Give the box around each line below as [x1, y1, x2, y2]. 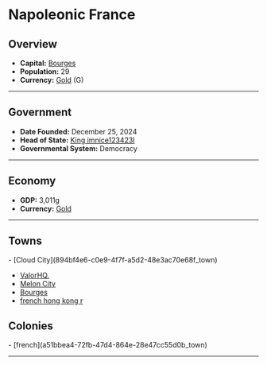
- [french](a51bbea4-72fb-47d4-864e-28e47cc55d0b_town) [8, 340, 208, 350]
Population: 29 [19, 67, 70, 76]
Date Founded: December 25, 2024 [19, 126, 137, 136]
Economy [8, 174, 56, 188]
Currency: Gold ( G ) [19, 76, 84, 84]
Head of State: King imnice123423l [19, 135, 135, 145]
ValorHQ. [19, 270, 50, 280]
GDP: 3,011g [19, 195, 60, 204]
